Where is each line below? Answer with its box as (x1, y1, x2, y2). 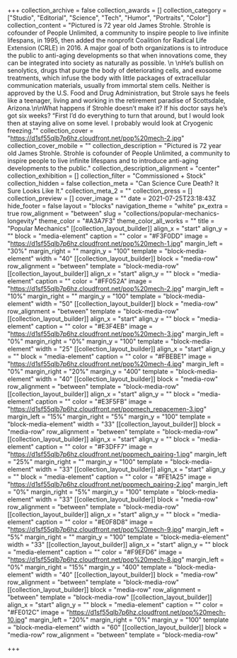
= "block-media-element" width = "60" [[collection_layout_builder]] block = (7, 623, 228, 631)
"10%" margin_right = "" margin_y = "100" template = (7, 292, 162, 300)
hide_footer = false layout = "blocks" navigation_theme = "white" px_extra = (7, 202, 229, 210)
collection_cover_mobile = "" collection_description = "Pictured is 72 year (7, 142, 221, 149)
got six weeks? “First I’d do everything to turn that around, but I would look (7, 111, 225, 120)
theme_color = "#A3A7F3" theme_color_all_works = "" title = (38, 217, 215, 225)
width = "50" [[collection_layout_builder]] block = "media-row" (35, 300, 219, 307)
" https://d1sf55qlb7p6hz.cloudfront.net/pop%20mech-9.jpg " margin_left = (7, 526, 225, 533)
